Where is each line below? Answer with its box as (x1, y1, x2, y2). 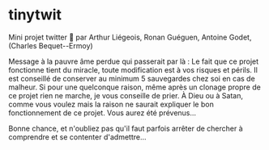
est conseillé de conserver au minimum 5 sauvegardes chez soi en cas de (8, 73, 255, 83)
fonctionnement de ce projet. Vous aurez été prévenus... (8, 107, 197, 118)
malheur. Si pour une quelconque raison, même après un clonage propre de (8, 82, 261, 92)
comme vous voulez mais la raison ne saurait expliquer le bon (8, 99, 215, 109)
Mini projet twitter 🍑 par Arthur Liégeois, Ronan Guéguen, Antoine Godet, (8, 32, 252, 42)
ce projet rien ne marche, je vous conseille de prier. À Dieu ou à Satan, (8, 90, 243, 100)
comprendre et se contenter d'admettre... (8, 131, 147, 142)
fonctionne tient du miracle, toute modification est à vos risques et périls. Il (8, 65, 258, 74)
